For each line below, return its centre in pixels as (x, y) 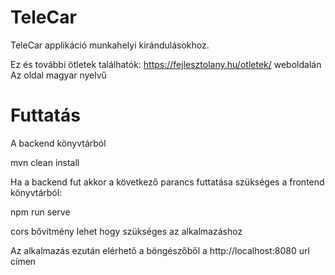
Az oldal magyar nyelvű (58, 75)
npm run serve (40, 212)
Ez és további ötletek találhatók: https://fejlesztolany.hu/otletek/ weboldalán (166, 64)
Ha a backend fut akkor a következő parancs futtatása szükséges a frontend (167, 182)
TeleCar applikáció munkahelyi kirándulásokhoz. (110, 45)
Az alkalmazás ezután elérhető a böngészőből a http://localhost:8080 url (160, 250)
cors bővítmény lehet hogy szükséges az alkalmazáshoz (126, 231)
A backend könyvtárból (58, 143)
